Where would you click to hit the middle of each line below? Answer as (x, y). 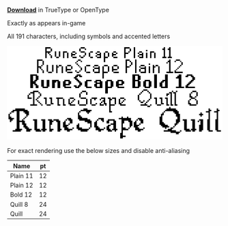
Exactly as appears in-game (46, 23)
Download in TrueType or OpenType (58, 10)
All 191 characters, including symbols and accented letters (89, 36)
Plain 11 (22, 175)
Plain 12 (22, 185)
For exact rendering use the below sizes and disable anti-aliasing (98, 151)
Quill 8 (19, 204)
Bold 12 (21, 195)
